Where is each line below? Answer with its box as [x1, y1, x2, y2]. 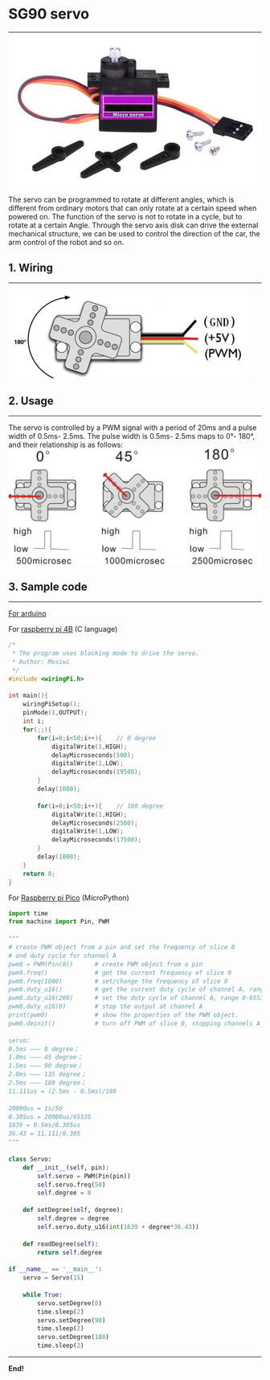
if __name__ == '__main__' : [8, 1265, 103, 1274]
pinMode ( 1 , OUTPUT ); [22, 709, 88, 717]
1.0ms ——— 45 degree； [8, 1054, 83, 1062]
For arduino [8, 608, 47, 619]
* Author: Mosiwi [11, 657, 70, 665]
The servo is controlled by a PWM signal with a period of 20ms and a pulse [8, 423, 257, 432]
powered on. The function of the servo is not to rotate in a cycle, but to [8, 212, 243, 222]
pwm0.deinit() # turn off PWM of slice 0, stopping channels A [8, 1019, 261, 1027]
